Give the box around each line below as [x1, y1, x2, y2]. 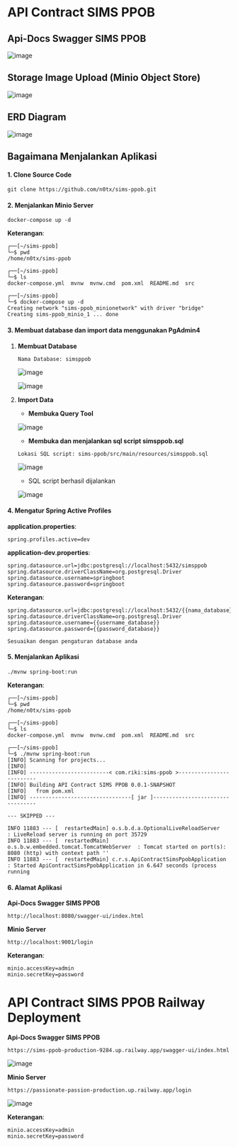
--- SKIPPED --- [7, 812, 55, 819]
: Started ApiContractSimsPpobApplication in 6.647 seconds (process [7, 862, 217, 869]
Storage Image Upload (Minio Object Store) [7, 72, 200, 84]
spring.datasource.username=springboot [7, 574, 125, 581]
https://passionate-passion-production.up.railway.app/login [7, 1087, 192, 1094]
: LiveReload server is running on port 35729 [7, 831, 147, 839]
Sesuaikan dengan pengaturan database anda [7, 637, 138, 645]
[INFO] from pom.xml [7, 788, 74, 795]
